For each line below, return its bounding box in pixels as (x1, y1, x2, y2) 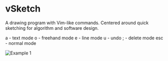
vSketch (5, 3, 41, 15)
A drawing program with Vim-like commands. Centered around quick (5, 20, 149, 26)
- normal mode (5, 40, 36, 46)
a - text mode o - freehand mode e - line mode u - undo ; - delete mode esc (5, 35, 163, 41)
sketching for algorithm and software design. (5, 25, 99, 31)
